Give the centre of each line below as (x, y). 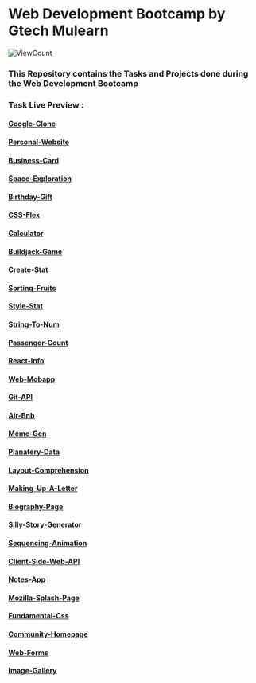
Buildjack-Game (35, 251)
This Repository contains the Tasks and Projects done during (128, 73)
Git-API (21, 397)
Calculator (26, 233)
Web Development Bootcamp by (117, 14)
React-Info (26, 361)
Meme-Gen (27, 434)
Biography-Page (36, 506)
